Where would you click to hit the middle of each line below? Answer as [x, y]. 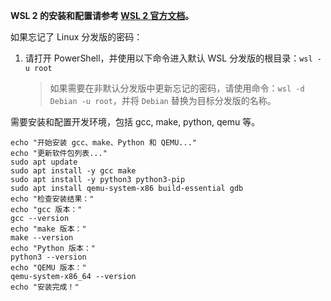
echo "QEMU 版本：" [48, 268]
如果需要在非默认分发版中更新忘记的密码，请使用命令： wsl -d [177, 88]
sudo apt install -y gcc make [73, 171]
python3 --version [48, 257]
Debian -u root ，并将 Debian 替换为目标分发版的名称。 [163, 100]
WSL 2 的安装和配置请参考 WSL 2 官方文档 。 [102, 15]
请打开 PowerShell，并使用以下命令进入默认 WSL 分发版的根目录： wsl [168, 58]
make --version [42, 238]
